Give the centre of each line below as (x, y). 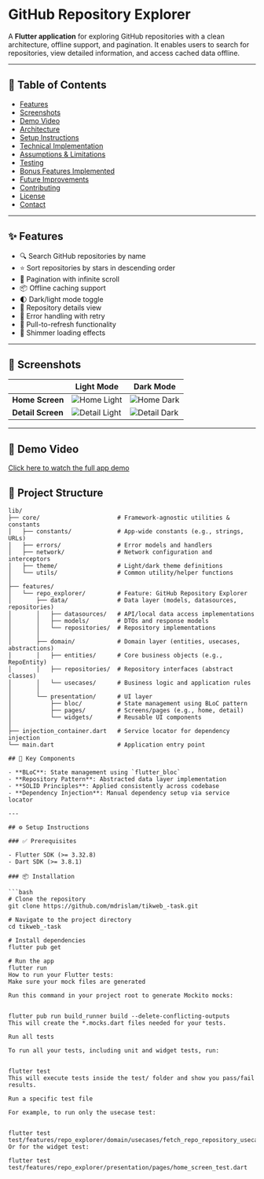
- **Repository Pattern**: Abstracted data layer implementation (117, 779)
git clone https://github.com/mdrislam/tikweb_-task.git (103, 906)
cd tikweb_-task (35, 927)
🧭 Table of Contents (57, 85)
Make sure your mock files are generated (77, 982)
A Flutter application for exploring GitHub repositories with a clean (117, 36)
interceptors (29, 559)
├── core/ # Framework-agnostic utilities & (119, 518)
